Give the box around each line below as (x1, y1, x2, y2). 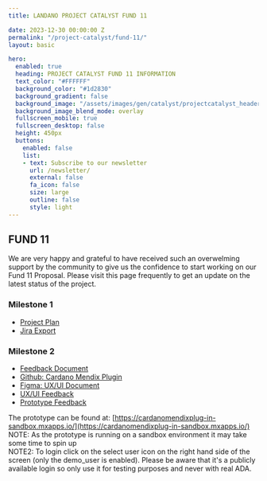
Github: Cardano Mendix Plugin (19, 372, 122, 382)
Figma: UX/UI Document (19, 381, 100, 390)
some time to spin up (8, 439, 77, 448)
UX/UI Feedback (19, 389, 74, 399)
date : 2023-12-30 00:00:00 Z (8, 25, 105, 34)
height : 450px (15, 129, 62, 138)
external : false (29, 174, 83, 182)
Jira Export (19, 326, 56, 335)
